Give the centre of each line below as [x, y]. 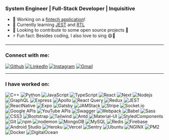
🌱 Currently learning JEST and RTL [49, 25]
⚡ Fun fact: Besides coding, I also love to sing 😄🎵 [64, 36]
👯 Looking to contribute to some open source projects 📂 [70, 30]
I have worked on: [27, 84]
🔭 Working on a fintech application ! [49, 20]
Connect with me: [27, 55]
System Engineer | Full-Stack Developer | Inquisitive [70, 9]
